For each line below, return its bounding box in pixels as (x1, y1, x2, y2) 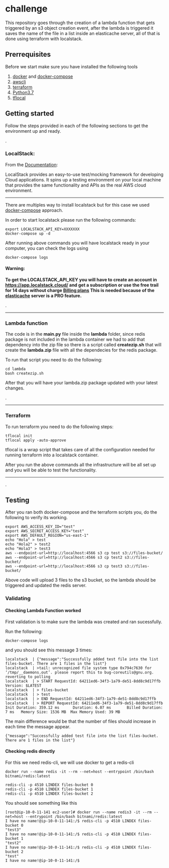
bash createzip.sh (5, 371, 44, 376)
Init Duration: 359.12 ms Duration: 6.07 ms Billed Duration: (5, 705, 163, 710)
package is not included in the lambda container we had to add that (5, 336, 145, 342)
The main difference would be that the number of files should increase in (5, 718, 156, 724)
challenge (5, 3, 48, 15)
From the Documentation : (5, 161, 58, 167)
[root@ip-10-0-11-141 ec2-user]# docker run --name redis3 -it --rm (5, 810, 152, 815)
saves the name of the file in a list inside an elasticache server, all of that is (5, 30, 160, 36)
